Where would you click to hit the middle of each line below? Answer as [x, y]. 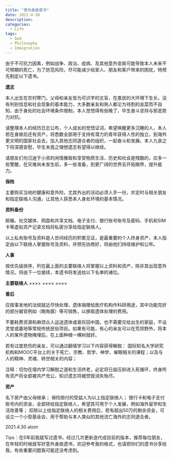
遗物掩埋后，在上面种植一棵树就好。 [61, 335]
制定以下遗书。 [25, 76]
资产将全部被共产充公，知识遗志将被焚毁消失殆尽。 [63, 376]
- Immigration [25, 48]
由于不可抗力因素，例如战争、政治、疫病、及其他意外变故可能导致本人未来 [84, 63]
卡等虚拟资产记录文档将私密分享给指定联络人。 [55, 227]
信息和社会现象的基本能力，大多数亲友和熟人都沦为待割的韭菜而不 [88, 104]
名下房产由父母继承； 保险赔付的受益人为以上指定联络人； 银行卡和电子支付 [85, 397]
